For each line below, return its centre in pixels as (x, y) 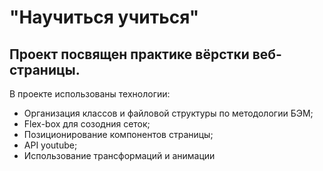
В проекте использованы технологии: (90, 94)
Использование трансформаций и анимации (119, 155)
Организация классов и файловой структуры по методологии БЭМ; (168, 113)
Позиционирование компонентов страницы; (118, 134)
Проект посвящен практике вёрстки (129, 54)
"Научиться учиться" (104, 17)
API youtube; (50, 145)
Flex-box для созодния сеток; (87, 124)
